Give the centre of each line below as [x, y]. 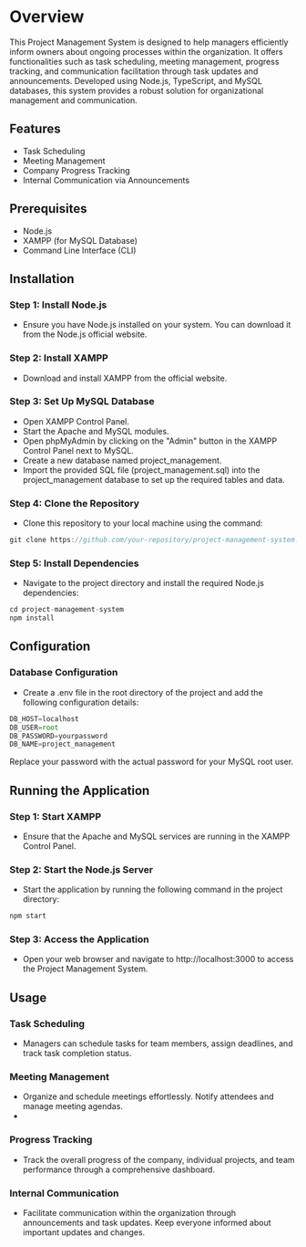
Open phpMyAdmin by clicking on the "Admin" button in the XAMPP [150, 441]
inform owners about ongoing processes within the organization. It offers [147, 51]
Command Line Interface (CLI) [79, 250]
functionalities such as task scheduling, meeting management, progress [144, 61]
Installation [42, 279]
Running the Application [80, 790]
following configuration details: [81, 702]
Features [35, 129]
